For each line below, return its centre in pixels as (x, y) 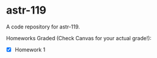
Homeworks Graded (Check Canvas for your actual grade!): (79, 38)
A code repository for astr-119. (43, 27)
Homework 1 (30, 49)
